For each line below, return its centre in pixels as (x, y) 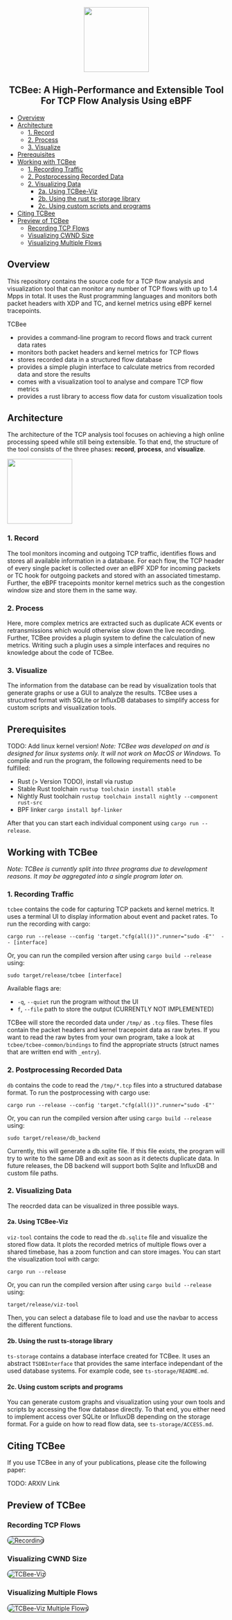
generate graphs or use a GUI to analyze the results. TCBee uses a (102, 693)
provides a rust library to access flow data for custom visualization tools (120, 396)
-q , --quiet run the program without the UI (78, 1002)
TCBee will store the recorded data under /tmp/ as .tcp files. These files (110, 1023)
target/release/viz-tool (43, 1305)
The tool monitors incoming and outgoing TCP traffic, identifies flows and (112, 553)
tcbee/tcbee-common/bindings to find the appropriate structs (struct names (113, 1045)
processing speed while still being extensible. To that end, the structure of (113, 442)
